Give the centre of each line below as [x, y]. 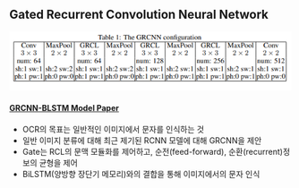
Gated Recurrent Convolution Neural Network [139, 15]
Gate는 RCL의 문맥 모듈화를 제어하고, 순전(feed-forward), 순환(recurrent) [153, 151]
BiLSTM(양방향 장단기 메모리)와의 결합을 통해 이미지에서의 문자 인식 [141, 174]
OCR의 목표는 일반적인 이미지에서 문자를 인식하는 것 [113, 129]
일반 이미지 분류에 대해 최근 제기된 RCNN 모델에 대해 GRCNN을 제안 [142, 140]
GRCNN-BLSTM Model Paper [64, 107]
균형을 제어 [58, 162]
